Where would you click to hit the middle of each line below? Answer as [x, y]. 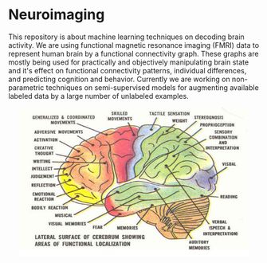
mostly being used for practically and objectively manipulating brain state [129, 62]
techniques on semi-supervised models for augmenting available [152, 87]
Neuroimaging [57, 15]
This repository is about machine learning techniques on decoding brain [126, 37]
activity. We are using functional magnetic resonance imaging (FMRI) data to [134, 45]
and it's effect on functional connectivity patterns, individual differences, [128, 70]
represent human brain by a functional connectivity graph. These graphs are [133, 53]
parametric [26, 87]
